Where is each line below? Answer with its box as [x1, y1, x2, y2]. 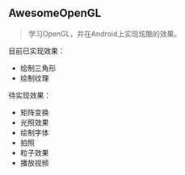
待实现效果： [8, 90, 51, 100]
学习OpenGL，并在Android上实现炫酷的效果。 [27, 28, 182, 39]
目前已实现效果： [8, 46, 65, 56]
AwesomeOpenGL [8, 6, 102, 20]
